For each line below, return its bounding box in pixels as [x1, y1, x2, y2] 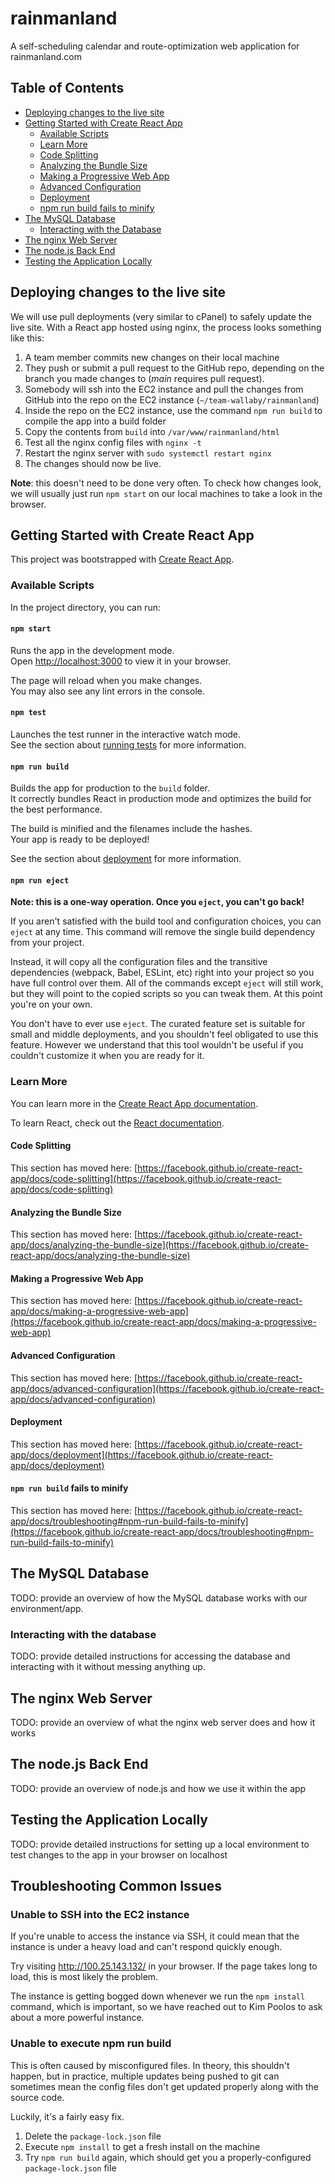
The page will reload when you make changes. [10, 674, 203, 686]
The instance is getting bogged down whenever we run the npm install [10, 1990, 306, 2002]
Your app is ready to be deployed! [10, 833, 150, 846]
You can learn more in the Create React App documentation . [10, 1097, 259, 1109]
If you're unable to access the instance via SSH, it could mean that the [10, 1930, 300, 1942]
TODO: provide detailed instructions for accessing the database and [10, 1650, 291, 1662]
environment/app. [10, 1602, 84, 1614]
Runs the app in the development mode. [10, 644, 175, 656]
